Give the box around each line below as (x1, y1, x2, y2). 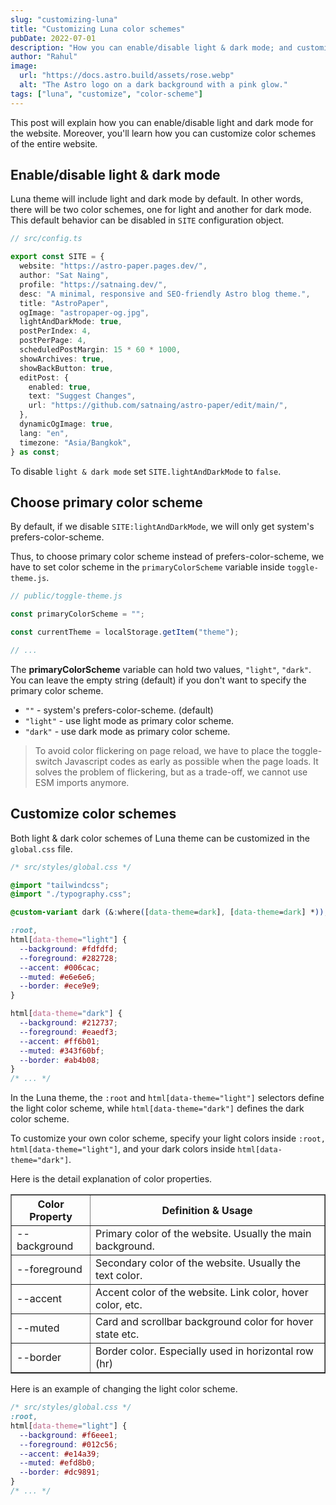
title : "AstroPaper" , (19, 298, 110, 308)
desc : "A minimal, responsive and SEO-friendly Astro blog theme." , (19, 289, 311, 299)
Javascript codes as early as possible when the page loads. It (64, 755, 319, 767)
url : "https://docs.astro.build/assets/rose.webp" (19, 71, 235, 81)
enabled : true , (28, 382, 92, 392)
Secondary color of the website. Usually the (95, 1256, 302, 1270)
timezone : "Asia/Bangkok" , (19, 437, 132, 448)
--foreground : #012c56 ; (19, 1439, 118, 1450)
